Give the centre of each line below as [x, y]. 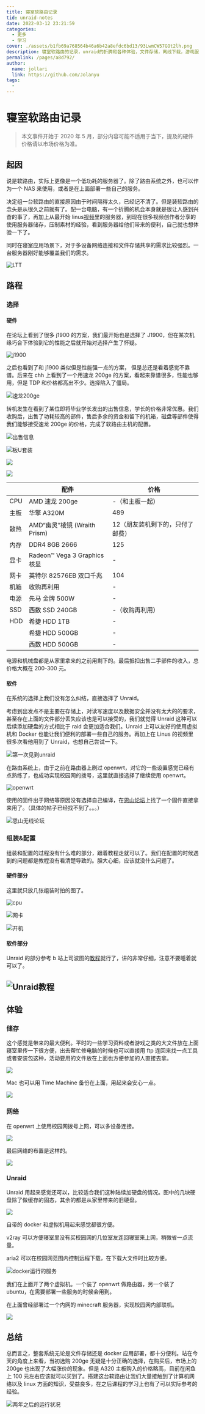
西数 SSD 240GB [53, 610]
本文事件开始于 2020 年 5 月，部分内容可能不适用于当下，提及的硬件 [107, 136]
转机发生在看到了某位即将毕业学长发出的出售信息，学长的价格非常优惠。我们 [103, 409]
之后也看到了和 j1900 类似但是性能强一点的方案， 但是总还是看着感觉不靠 [98, 368]
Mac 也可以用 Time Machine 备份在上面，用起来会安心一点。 [83, 1083]
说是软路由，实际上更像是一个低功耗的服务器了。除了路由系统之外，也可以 [100, 180]
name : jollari [30, 69]
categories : [21, 29]
